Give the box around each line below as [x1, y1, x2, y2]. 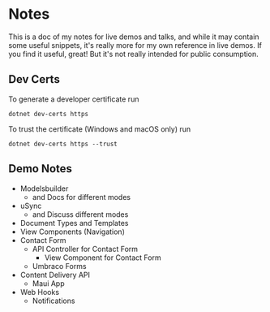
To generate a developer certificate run [8, 94, 139, 104]
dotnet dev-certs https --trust [8, 140, 118, 148]
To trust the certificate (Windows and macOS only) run [8, 123, 191, 134]
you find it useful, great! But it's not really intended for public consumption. [8, 49, 259, 58]
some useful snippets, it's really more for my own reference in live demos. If [8, 40, 262, 50]
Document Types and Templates [19, 218, 129, 227]
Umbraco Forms [32, 261, 87, 271]
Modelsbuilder [19, 184, 69, 193]
